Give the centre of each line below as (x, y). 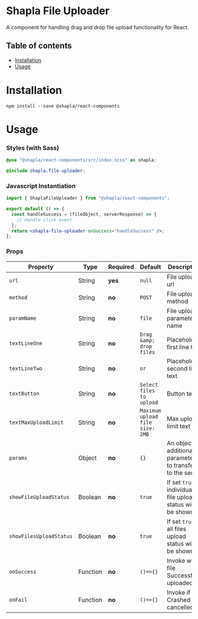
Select (149, 385)
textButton (24, 393)
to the (175, 472)
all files (177, 529)
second (177, 368)
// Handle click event (44, 220)
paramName (23, 318)
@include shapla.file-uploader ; (46, 171)
